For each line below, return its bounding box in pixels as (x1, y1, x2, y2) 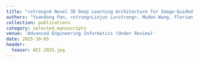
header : (6, 42, 26, 48)
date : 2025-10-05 (6, 36, 49, 42)
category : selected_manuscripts (6, 25, 86, 31)
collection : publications (6, 19, 70, 25)
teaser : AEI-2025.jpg (11, 47, 66, 53)
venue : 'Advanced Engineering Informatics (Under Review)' (6, 31, 156, 37)
